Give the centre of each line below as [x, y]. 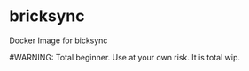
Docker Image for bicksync [58, 40]
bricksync [47, 16]
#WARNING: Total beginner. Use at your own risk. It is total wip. [125, 57]
